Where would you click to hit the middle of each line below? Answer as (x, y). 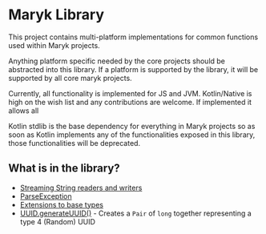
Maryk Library (56, 15)
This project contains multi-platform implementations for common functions (133, 37)
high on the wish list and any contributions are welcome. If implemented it (130, 102)
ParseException (46, 196)
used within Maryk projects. (54, 45)
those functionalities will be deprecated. (75, 143)
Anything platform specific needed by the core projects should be (117, 61)
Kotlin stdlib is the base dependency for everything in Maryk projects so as (132, 126)
